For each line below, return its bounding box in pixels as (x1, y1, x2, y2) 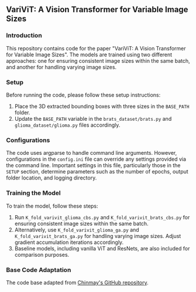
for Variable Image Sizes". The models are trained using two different (6, 51, 173, 58)
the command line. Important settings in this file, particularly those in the (6, 162, 181, 169)
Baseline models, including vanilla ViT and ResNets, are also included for (14, 245, 190, 252)
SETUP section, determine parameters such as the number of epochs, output (6, 168, 188, 175)
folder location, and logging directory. (6, 174, 97, 181)
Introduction (6, 32, 42, 40)
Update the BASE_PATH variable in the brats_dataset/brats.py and (14, 115, 172, 122)
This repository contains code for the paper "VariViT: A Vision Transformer (6, 45, 186, 52)
